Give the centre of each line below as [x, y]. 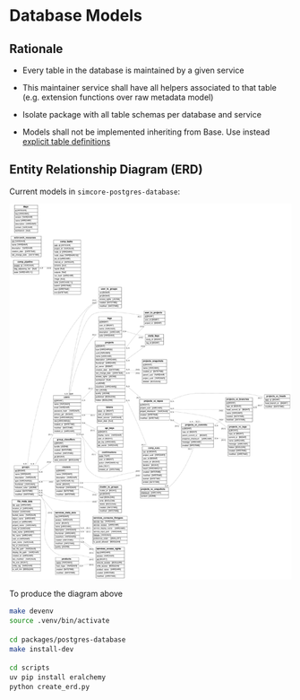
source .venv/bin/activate [60, 621]
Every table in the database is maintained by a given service [133, 70]
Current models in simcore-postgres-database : [95, 191]
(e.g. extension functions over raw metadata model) [118, 97]
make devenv [31, 611]
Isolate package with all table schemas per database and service [142, 114]
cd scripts [30, 668]
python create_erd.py [50, 687]
